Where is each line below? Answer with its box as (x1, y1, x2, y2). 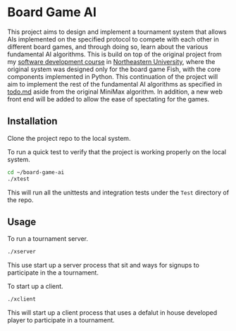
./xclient (7, 296, 37, 303)
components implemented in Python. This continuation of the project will (7, 72, 218, 81)
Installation (7, 115, 58, 127)
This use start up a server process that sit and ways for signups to (7, 261, 199, 270)
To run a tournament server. (7, 235, 89, 243)
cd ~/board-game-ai (7, 168, 65, 176)
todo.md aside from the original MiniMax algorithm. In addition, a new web (7, 87, 223, 96)
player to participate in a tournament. (7, 316, 115, 325)
